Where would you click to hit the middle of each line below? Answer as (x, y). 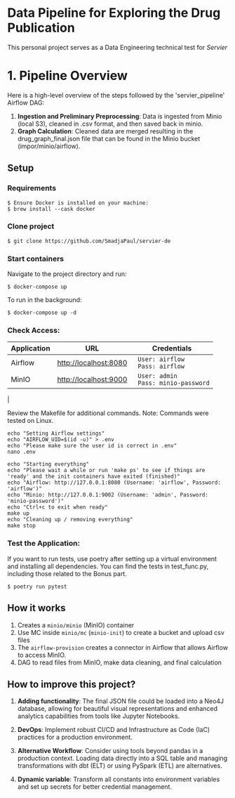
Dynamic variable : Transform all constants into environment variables (119, 779)
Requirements (32, 188)
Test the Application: (44, 544)
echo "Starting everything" (48, 464)
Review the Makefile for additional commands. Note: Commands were (108, 413)
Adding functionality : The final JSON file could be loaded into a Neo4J (121, 701)
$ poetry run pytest (38, 587)
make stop (22, 526)
